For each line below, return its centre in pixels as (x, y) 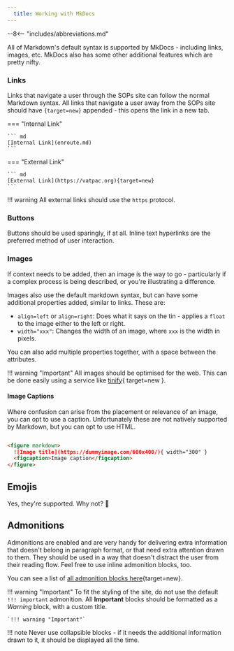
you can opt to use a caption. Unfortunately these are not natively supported (117, 419)
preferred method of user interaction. (61, 241)
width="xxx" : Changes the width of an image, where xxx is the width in (118, 331)
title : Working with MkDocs (54, 14)
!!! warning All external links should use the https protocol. (92, 199)
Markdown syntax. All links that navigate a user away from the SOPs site (111, 103)
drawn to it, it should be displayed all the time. (73, 640)
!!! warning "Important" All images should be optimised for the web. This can (117, 373)
